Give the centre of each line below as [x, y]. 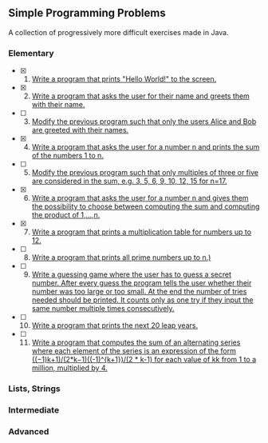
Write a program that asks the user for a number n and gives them [140, 198]
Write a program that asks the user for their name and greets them [140, 96]
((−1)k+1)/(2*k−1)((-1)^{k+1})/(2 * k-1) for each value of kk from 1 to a [144, 360]
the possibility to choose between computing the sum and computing [146, 206]
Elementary [31, 53]
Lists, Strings [35, 389]
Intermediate [34, 409]
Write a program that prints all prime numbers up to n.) [121, 257]
